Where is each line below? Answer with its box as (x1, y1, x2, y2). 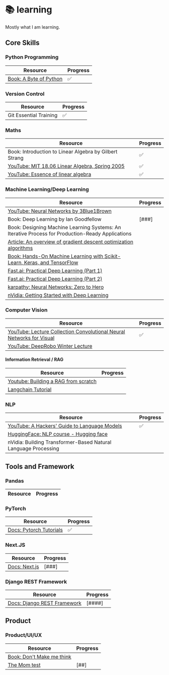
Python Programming (5, 54, 59, 61)
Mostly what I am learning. (5, 24, 60, 30)
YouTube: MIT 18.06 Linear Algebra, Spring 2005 (8, 163, 125, 170)
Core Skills (5, 39, 40, 47)
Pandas (5, 477, 24, 484)
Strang (8, 154, 24, 161)
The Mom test (8, 661, 41, 668)
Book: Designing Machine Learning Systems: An (8, 224, 122, 231)
